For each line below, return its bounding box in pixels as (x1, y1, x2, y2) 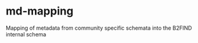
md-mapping (6, 4, 74, 18)
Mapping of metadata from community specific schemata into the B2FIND (6, 24, 192, 31)
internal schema (6, 30, 47, 38)
